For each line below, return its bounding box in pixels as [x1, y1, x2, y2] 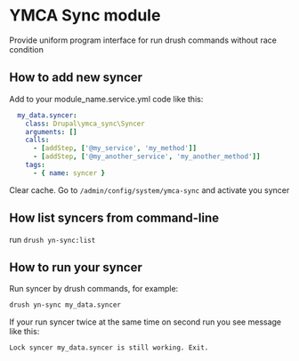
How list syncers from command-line [9, 211, 220, 226]
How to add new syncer [9, 70, 143, 85]
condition [9, 44, 44, 54]
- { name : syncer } [32, 168, 105, 178]
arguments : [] [25, 127, 77, 136]
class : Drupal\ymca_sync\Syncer [25, 119, 145, 128]
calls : [25, 135, 50, 145]
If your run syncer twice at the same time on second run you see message [9, 317, 282, 327]
